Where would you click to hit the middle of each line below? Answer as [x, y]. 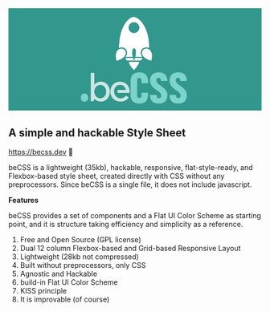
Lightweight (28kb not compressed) [79, 257]
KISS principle [43, 291]
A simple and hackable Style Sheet [97, 133]
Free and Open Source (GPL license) [81, 240]
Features [23, 201]
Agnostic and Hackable [59, 274]
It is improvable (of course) [65, 299]
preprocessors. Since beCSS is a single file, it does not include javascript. [130, 184]
